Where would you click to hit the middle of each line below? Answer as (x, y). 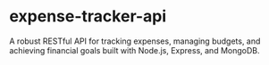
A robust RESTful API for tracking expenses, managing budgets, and (135, 41)
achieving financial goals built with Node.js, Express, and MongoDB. (134, 50)
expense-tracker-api (88, 16)
